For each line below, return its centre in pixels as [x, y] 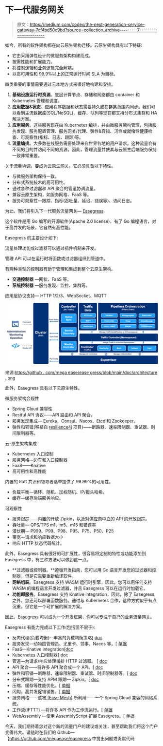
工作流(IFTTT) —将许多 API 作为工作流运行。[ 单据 [62, 709]
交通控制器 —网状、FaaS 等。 [42, 279]
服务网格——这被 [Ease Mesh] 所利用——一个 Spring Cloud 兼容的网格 [83, 697]
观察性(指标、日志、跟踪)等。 [54, 137]
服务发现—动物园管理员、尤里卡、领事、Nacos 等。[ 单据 [69, 644]
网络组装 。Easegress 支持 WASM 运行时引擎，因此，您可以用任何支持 [82, 582]
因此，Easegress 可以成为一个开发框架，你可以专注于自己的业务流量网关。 [80, 617]
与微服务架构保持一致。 [35, 176]
